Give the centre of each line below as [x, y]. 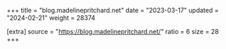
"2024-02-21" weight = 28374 [51, 18]
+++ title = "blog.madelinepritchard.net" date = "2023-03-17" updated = [113, 10]
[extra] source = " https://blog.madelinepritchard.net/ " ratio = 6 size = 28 [113, 32]
